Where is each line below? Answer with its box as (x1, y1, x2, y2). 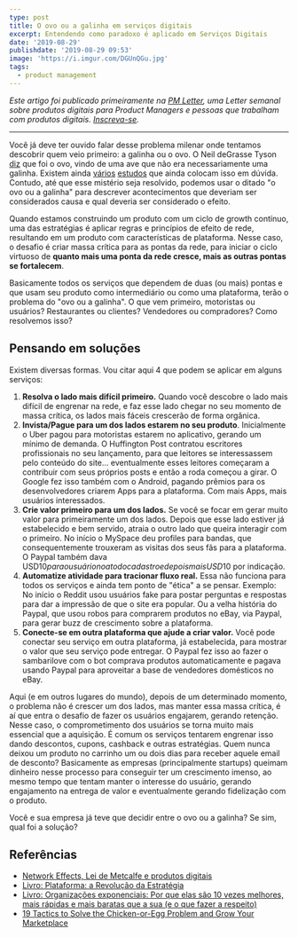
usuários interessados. (21, 494, 106, 506)
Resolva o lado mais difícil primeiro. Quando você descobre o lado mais (21, 391, 288, 402)
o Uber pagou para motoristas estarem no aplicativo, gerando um (21, 429, 262, 439)
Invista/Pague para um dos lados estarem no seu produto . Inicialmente (21, 419, 286, 430)
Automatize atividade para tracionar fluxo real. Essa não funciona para (21, 570, 286, 581)
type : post (9, 12, 50, 22)
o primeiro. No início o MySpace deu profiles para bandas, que (21, 532, 252, 543)
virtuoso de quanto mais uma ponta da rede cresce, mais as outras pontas (9, 250, 286, 262)
